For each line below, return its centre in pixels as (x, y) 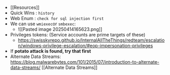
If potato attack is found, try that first (51, 51)
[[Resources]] (25, 7)
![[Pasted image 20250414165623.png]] (60, 29)
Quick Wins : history (32, 13)
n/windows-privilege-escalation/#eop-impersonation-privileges (85, 45)
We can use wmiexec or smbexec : (43, 24)
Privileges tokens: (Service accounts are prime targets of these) (78, 35)
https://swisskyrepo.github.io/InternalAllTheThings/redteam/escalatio (91, 40)
